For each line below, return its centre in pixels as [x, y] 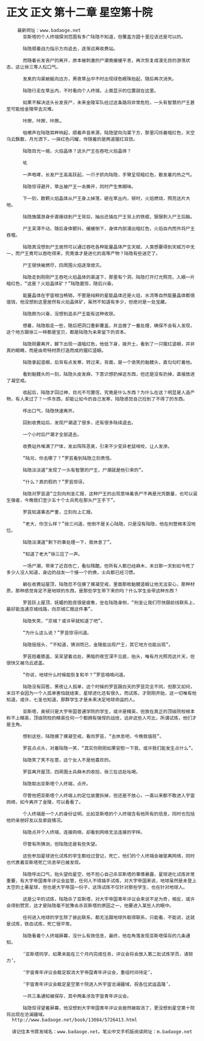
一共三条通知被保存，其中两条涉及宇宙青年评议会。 [77, 996]
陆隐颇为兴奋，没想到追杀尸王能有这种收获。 [70, 314]
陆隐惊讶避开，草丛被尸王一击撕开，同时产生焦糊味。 [79, 186]
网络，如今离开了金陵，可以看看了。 [45, 802]
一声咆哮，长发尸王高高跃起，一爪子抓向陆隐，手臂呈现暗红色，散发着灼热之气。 [108, 175]
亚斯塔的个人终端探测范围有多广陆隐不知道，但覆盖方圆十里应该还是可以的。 [104, 37]
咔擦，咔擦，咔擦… [42, 121]
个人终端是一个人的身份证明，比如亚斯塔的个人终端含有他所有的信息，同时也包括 [108, 814]
